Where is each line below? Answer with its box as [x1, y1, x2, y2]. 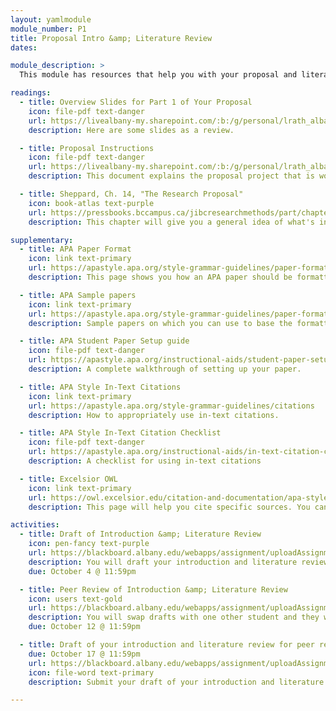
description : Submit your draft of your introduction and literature [28, 677, 325, 687]
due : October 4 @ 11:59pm [28, 566, 137, 576]
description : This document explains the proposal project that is [28, 171, 315, 181]
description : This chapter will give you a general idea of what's [28, 217, 315, 227]
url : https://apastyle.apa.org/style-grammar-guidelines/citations [28, 401, 315, 411]
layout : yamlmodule [10, 14, 92, 25]
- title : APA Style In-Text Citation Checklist [19, 428, 222, 438]
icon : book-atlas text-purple [28, 198, 155, 208]
